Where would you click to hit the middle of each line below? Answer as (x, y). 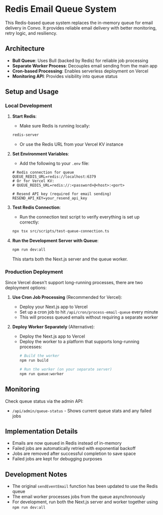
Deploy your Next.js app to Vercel (54, 307)
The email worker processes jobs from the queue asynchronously (79, 497)
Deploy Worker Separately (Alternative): (53, 327)
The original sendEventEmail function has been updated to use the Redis (85, 486)
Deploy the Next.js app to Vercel (52, 336)
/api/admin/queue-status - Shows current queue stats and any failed (82, 411)
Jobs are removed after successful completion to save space (74, 453)
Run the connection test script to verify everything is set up (80, 217)
